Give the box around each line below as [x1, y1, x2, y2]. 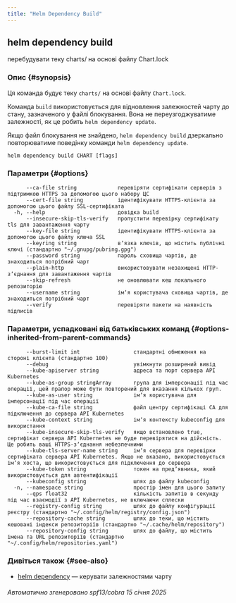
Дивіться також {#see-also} [7, 556, 109, 566]
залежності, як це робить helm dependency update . [7, 117, 156, 125]
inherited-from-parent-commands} [7, 332, 132, 342]
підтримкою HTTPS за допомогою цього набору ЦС [7, 191, 150, 198]
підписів [7, 308, 33, 315]
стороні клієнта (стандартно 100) [7, 355, 109, 362]
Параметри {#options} [7, 168, 89, 178]
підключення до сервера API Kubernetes [7, 410, 125, 418]
